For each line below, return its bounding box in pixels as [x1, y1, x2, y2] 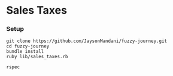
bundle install [6, 49, 44, 55]
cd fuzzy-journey [6, 43, 50, 49]
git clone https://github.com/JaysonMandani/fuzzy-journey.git [6, 38, 168, 45]
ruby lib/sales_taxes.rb [6, 54, 68, 60]
